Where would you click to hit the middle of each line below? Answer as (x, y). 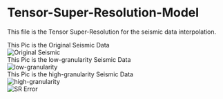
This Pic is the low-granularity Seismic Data (69, 59)
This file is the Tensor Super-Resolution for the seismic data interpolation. (112, 32)
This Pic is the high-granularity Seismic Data (70, 74)
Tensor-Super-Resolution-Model (103, 13)
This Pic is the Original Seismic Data (58, 45)
